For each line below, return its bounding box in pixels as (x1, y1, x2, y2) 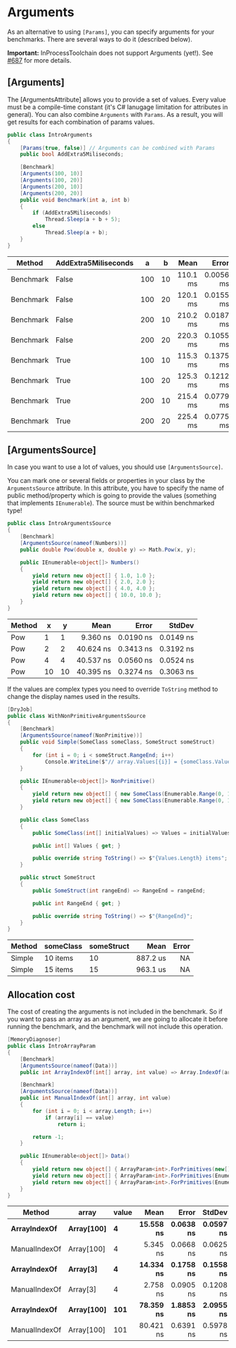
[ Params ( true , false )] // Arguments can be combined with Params (20, 144, 216, 151)
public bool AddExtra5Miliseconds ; (20, 151, 124, 158)
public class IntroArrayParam (7, 1043, 96, 1050)
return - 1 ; (32, 1133, 65, 1140)
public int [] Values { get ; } (32, 842, 121, 849)
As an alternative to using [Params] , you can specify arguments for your (7, 27, 215, 36)
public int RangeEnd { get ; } (32, 900, 121, 907)
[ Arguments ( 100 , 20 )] (20, 177, 83, 184)
